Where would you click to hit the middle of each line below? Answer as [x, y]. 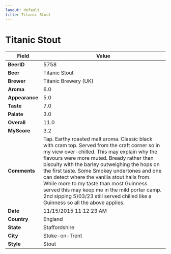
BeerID [16, 65]
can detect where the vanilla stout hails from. [97, 177]
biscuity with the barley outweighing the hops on [101, 164]
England [53, 219]
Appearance [23, 98]
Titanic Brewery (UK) [68, 81]
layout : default [22, 10]
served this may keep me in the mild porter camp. [102, 190]
